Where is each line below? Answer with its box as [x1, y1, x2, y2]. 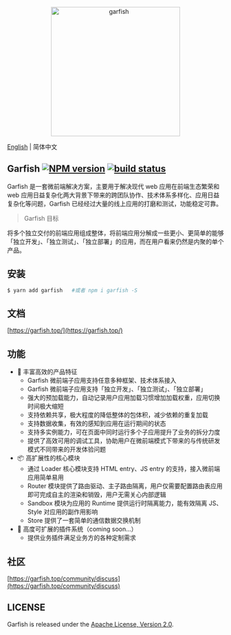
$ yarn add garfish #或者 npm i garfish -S [7, 287, 137, 294]
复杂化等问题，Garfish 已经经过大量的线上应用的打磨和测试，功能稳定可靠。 [7, 199, 222, 208]
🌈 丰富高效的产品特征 [16, 367, 78, 376]
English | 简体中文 [7, 143, 58, 151]
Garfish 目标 [23, 214, 59, 222]
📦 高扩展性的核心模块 [16, 454, 80, 462]
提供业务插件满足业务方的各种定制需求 [27, 534, 136, 542]
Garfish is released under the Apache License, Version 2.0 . [7, 620, 174, 628]
